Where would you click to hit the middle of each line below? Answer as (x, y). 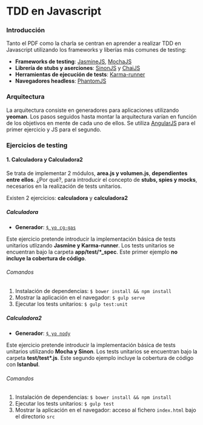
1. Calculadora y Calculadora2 (45, 160)
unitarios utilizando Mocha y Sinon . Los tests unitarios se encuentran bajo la (102, 351)
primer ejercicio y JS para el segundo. (54, 130)
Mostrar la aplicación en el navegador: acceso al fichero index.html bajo (105, 410)
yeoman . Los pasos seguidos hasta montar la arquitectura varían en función (101, 116)
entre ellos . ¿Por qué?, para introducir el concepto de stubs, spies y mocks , (102, 179)
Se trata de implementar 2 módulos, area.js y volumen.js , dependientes (97, 173)
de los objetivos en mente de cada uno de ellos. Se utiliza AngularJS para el (101, 123)
